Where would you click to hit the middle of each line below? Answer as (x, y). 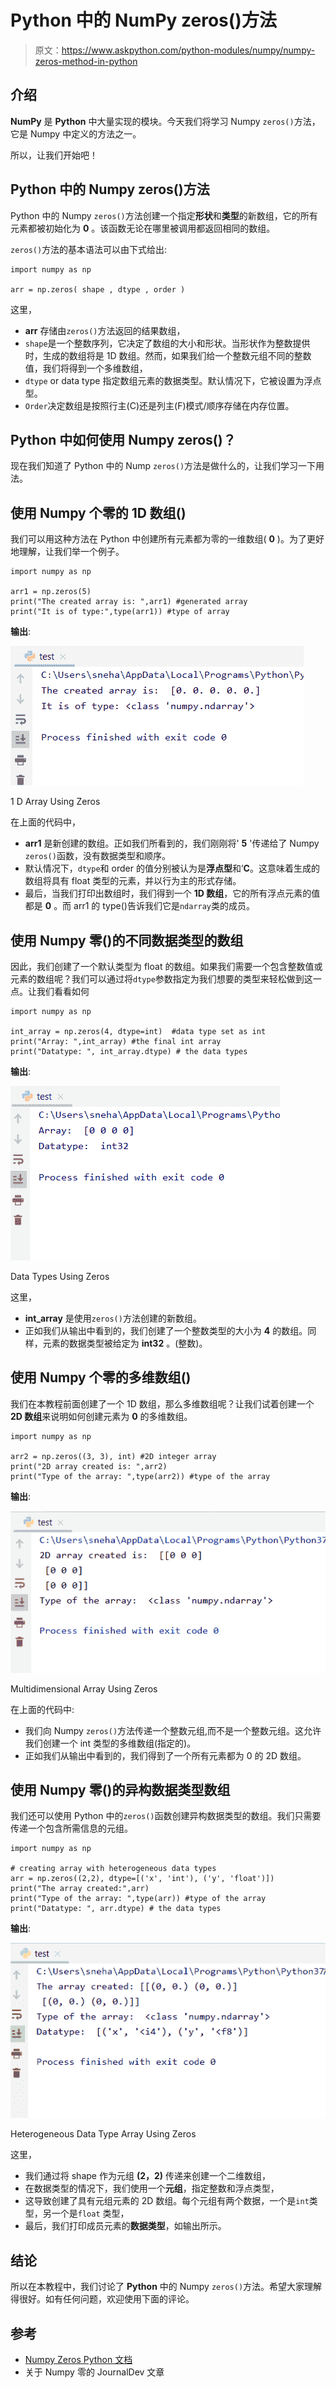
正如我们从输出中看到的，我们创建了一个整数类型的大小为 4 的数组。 (166, 1330)
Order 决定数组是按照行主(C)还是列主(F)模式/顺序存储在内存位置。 (159, 405)
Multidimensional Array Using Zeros (84, 1688)
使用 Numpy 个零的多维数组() (101, 1377)
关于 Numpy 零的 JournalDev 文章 (94, 2372)
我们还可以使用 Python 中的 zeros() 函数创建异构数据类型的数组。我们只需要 (166, 1816)
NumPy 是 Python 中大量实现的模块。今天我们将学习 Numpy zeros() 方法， (165, 121)
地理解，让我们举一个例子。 (67, 552)
